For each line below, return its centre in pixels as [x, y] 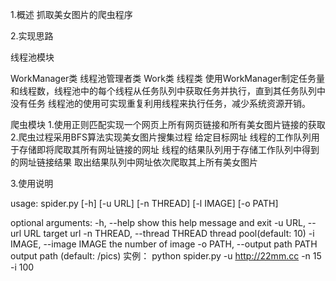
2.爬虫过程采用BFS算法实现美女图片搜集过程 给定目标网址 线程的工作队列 [161, 137]
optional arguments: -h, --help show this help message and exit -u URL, [158, 222]
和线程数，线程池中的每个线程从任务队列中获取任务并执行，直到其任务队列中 [168, 91]
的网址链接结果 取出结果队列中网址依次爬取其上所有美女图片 [134, 162]
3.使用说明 [32, 183]
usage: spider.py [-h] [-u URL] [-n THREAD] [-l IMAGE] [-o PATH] [144, 203]
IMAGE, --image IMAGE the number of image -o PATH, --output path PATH [164, 244]
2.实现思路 [32, 36]
